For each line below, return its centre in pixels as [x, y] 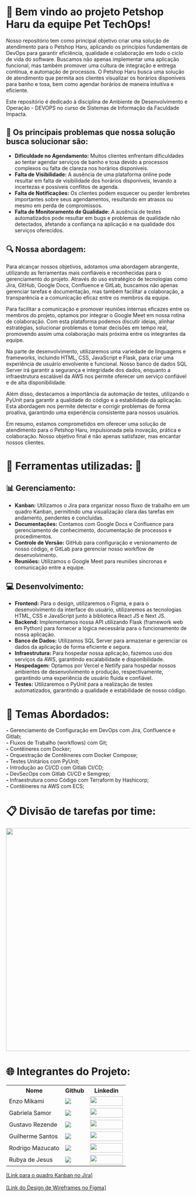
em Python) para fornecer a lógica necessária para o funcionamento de [100, 628]
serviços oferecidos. [39, 230]
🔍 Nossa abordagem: [46, 250]
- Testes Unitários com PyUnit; [43, 761]
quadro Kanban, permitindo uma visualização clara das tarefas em [94, 511]
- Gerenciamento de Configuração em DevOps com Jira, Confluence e [91, 730]
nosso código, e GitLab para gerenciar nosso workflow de [84, 549]
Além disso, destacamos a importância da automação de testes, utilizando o [98, 394]
